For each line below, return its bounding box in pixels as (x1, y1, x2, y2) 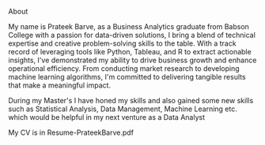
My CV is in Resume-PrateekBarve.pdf (8, 128, 134, 137)
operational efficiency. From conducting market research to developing (8, 64, 240, 73)
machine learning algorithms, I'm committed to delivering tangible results (8, 72, 247, 81)
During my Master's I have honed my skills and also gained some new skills (8, 96, 254, 105)
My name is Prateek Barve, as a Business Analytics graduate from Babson (8, 22, 249, 31)
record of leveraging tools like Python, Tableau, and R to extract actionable (8, 47, 252, 56)
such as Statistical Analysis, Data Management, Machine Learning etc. (8, 104, 237, 113)
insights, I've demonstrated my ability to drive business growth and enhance (8, 55, 257, 65)
